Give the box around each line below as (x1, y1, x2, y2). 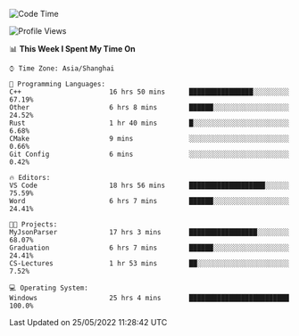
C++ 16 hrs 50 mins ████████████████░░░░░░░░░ (9, 87, 290, 96)
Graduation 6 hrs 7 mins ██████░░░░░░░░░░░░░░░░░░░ (9, 243, 290, 252)
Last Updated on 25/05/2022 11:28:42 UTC (9, 317, 168, 327)
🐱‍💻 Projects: (9, 220, 58, 229)
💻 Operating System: (9, 283, 89, 292)
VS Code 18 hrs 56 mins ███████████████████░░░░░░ (9, 181, 290, 190)
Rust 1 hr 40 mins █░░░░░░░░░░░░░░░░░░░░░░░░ (9, 119, 290, 127)
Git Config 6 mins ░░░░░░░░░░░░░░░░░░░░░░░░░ (9, 150, 290, 159)
